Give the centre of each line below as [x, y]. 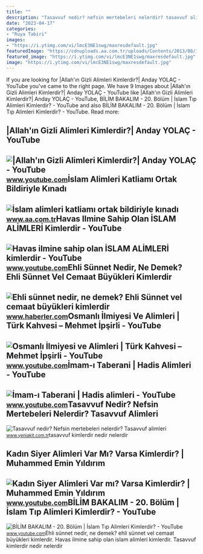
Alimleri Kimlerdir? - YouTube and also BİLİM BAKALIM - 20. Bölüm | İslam [98, 105]
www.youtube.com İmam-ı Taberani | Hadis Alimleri [99, 365]
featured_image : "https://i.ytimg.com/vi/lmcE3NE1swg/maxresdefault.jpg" [101, 57]
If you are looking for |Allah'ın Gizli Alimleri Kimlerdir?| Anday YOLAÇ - [94, 80]
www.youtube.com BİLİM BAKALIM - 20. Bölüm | [93, 502]
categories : [21, 29]
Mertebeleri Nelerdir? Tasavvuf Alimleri [82, 414]
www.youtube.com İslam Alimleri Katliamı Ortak [92, 180]
